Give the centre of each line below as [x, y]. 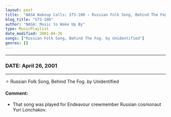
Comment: [17, 93]
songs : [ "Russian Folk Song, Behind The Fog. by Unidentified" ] [75, 39]
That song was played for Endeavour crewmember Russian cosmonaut [87, 104]
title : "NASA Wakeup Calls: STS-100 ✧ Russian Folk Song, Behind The [82, 15]
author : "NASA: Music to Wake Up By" [45, 24]
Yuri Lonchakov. [30, 110]
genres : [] [17, 43]
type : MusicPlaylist [27, 29]
